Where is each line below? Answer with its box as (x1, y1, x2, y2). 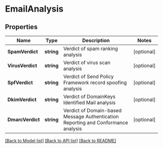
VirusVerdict (7, 62, 37, 69)
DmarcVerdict (7, 116, 40, 123)
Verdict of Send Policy (63, 73, 114, 80)
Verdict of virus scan (63, 59, 111, 66)
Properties (5, 23, 38, 31)
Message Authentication (63, 113, 119, 120)
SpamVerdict (7, 49, 38, 55)
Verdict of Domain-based (63, 107, 122, 114)
